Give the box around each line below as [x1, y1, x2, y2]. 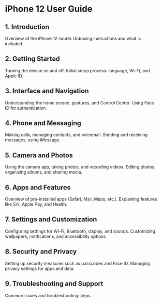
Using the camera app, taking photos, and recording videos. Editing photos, [5, 164, 156, 170]
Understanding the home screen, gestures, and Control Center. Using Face [5, 100, 154, 105]
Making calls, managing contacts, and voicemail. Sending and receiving [5, 132, 148, 138]
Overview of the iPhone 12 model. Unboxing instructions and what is [5, 35, 141, 41]
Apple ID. [5, 73, 23, 79]
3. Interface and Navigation [5, 87, 89, 95]
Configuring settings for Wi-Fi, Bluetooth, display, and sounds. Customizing [5, 228, 156, 234]
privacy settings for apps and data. [5, 266, 75, 271]
